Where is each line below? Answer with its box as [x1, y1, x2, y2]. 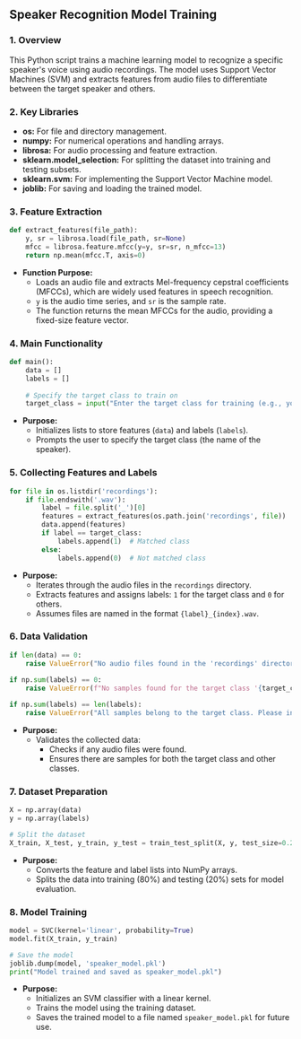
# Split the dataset [9, 830, 87, 839]
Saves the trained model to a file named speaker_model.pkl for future [35, 1012, 290, 1023]
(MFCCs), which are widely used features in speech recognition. [35, 286, 273, 297]
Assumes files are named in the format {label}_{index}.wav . [35, 607, 260, 618]
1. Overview [9, 34, 62, 47]
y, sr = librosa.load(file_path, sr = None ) [25, 234, 186, 243]
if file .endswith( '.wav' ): [25, 495, 126, 504]
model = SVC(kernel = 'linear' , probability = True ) [9, 926, 194, 936]
